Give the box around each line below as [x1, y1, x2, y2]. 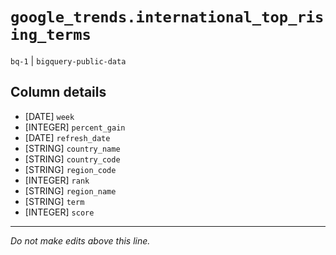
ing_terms [10, 26, 92, 45]
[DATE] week [24, 110, 75, 122]
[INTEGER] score [24, 206, 95, 218]
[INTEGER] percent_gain [24, 121, 126, 133]
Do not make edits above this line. [10, 234, 151, 247]
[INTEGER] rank [24, 174, 90, 186]
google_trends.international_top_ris [10, 8, 325, 27]
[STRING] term [24, 195, 85, 207]
